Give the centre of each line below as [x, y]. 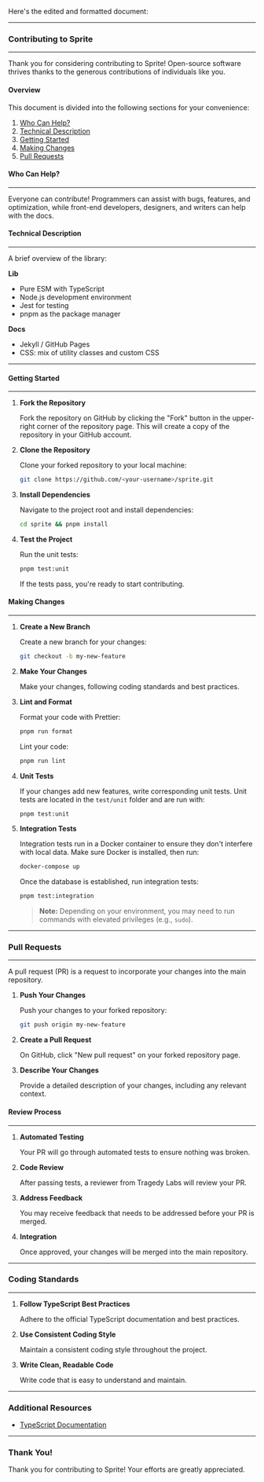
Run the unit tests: [49, 554]
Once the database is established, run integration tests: [109, 882]
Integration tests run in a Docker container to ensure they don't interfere [136, 844]
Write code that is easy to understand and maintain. [103, 1380]
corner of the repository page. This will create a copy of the [133, 427]
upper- [244, 418]
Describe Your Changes [59, 1070]
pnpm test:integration [57, 896]
